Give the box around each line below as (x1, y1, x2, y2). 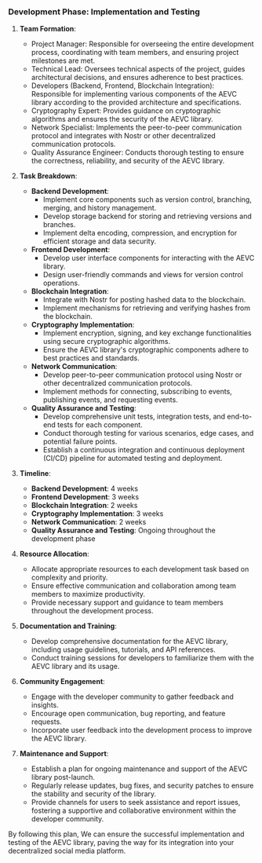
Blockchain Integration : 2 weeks (31, 501, 138, 510)
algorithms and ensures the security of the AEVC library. (31, 115, 213, 124)
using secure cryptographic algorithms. (42, 337, 171, 346)
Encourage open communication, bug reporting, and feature (31, 709, 226, 719)
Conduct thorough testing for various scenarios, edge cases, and (42, 429, 254, 438)
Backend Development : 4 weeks (31, 484, 139, 493)
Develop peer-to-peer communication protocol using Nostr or (42, 370, 242, 379)
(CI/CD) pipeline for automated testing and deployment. (42, 454, 223, 463)
